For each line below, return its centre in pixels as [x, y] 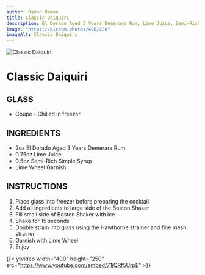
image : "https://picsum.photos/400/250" [59, 29]
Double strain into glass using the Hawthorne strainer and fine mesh [101, 227]
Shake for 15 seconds [42, 221]
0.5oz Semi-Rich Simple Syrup [53, 161]
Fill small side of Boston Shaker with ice [65, 214]
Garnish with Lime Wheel [46, 240]
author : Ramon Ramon [33, 12]
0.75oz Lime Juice [38, 154]
